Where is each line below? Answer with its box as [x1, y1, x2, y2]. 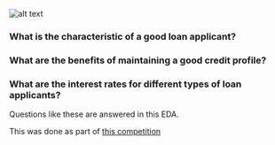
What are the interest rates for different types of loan [9, 78, 242, 90]
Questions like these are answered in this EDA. [9, 109, 179, 119]
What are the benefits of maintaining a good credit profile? [9, 54, 267, 66]
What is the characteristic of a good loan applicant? [9, 30, 237, 42]
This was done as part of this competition [9, 126, 161, 137]
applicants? [9, 88, 61, 101]
